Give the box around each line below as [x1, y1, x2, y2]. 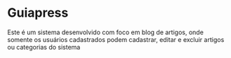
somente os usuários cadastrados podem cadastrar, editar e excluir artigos [7, 35, 225, 43]
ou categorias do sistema [7, 43, 81, 51]
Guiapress [7, 5, 69, 21]
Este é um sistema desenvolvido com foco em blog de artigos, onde [7, 28, 204, 36]
